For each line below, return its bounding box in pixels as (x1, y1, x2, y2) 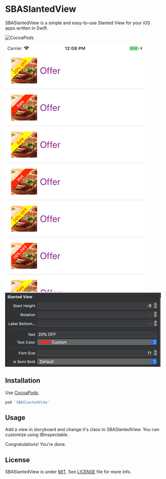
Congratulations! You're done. (5, 441, 66, 447)
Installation (5, 377, 41, 385)
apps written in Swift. (5, 25, 48, 31)
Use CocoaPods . (5, 390, 40, 395)
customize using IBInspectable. (5, 432, 69, 438)
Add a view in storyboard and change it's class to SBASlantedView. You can (5, 427, 160, 433)
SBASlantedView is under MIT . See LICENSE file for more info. (5, 469, 132, 475)
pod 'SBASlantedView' (5, 399, 50, 405)
